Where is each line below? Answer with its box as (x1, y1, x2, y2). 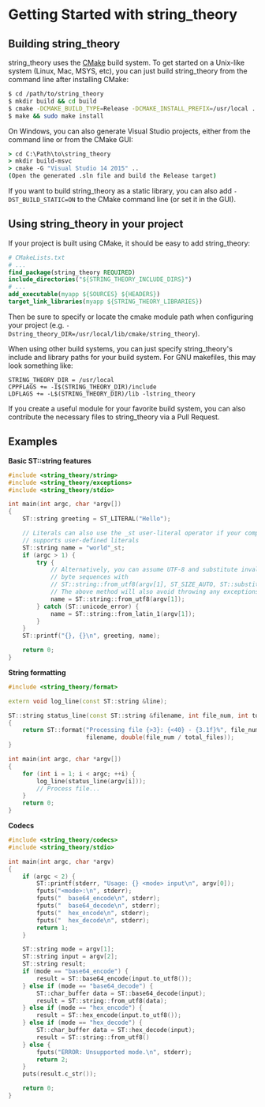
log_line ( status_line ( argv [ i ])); (36, 777, 147, 785)
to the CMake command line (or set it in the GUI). (77, 195, 237, 204)
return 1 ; (36, 924, 69, 932)
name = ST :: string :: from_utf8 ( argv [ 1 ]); (50, 595, 185, 603)
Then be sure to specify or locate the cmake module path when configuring (8, 312, 254, 321)
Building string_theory (8, 37, 121, 51)
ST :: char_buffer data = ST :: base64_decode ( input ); (36, 989, 207, 997)
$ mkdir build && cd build (8, 97, 97, 105)
